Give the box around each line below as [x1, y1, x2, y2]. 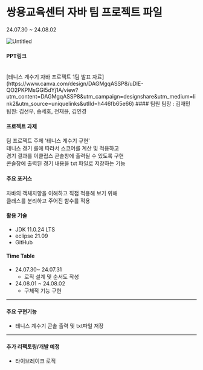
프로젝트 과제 [6, 122, 37, 130]
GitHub [14, 238, 33, 245]
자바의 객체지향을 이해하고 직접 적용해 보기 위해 [6, 189, 118, 196]
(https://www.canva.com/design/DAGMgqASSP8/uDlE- [6, 80, 144, 88]
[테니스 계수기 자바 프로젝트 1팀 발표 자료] [6, 73, 105, 80]
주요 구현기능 [6, 308, 37, 315]
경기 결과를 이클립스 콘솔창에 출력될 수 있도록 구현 [6, 152, 124, 160]
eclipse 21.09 [14, 232, 48, 239]
